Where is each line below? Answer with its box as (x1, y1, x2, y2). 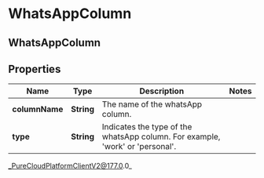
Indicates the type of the (101, 122, 192, 133)
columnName (12, 104, 64, 114)
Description (139, 85, 185, 96)
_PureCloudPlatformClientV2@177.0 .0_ (8, 162, 132, 171)
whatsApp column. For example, (101, 131, 221, 142)
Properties (8, 62, 61, 75)
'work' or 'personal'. (101, 141, 177, 152)
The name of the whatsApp (101, 99, 203, 110)
